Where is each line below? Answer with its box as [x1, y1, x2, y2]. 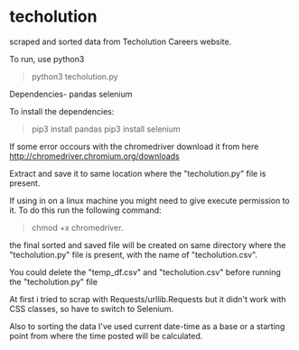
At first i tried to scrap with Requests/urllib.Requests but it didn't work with [9, 293, 286, 304]
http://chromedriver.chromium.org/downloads [9, 151, 181, 161]
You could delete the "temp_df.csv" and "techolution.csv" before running [9, 266, 282, 277]
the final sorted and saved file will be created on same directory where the [9, 239, 286, 250]
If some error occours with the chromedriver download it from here [9, 141, 259, 152]
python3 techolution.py [31, 70, 119, 82]
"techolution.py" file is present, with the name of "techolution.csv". [9, 249, 258, 260]
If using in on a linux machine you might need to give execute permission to [9, 195, 291, 206]
